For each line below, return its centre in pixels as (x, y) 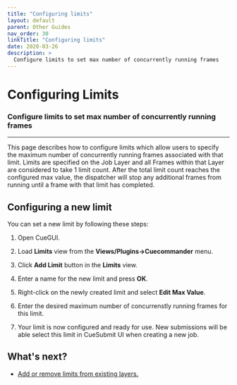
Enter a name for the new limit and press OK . (83, 279)
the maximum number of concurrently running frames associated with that (115, 155)
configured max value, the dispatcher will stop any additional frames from (115, 178)
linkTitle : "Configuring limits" (56, 40)
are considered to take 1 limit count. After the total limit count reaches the (114, 170)
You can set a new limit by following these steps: (78, 224)
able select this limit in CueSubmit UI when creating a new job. (108, 335)
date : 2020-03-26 (33, 47)
